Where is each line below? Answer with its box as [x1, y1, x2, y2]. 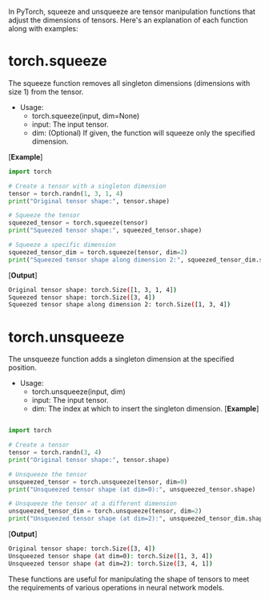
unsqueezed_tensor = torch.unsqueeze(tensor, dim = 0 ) [8, 477, 188, 486]
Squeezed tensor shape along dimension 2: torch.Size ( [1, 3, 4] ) [8, 301, 231, 309]
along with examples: [8, 24, 78, 33]
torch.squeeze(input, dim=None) [31, 111, 140, 120]
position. [8, 363, 38, 372]
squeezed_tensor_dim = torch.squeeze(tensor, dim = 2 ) [8, 248, 188, 256]
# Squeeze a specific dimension [8, 241, 116, 249]
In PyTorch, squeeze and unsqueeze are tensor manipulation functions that [8, 7, 256, 16]
